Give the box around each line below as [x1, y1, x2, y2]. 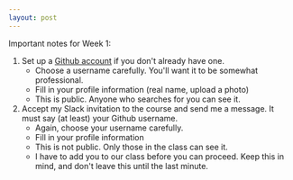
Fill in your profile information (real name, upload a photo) [34, 84, 250, 94]
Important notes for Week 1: [8, 38, 112, 49]
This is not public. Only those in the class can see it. [34, 141, 229, 152]
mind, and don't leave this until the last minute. [34, 160, 209, 171]
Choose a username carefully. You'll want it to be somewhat [34, 65, 259, 76]
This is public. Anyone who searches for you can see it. [34, 94, 241, 104]
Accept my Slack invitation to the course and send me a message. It [21, 103, 274, 113]
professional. [34, 74, 84, 85]
